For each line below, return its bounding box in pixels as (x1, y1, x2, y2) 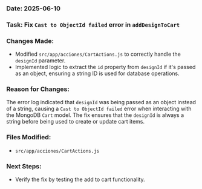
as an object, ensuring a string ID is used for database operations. (15, 70, 180, 77)
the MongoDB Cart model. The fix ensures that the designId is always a (6, 111, 184, 119)
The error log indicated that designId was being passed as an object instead (6, 99, 197, 106)
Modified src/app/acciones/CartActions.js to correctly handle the (15, 50, 181, 58)
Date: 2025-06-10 (6, 4, 61, 13)
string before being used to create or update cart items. (6, 118, 145, 125)
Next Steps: (6, 162, 42, 170)
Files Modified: (6, 133, 51, 142)
